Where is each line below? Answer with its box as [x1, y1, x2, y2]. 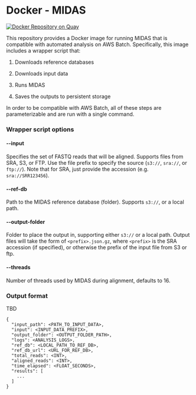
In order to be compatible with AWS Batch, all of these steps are [6, 104, 162, 111]
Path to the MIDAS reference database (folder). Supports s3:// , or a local [6, 198, 184, 205]
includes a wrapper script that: [6, 47, 81, 54]
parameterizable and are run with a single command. [6, 110, 135, 117]
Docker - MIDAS [6, 4, 86, 17]
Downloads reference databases [14, 58, 94, 66]
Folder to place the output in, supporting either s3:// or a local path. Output [6, 231, 190, 239]
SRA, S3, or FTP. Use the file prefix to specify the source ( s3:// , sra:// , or [6, 159, 188, 167]
